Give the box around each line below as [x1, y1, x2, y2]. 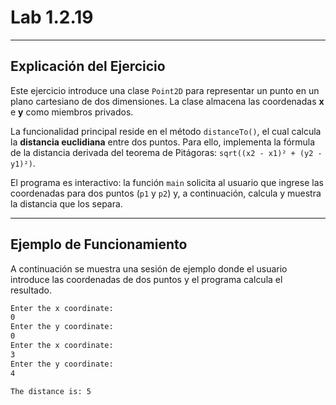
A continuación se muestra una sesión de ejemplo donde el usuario [10, 262, 288, 275]
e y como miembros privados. [10, 106, 134, 118]
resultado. [10, 284, 52, 296]
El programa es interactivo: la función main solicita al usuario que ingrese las [10, 176, 324, 188]
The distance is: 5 [10, 386, 92, 396]
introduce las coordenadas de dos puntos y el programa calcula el [10, 273, 283, 285]
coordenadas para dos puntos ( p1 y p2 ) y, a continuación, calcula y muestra [10, 187, 322, 199]
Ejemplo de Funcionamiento [10, 236, 188, 253]
